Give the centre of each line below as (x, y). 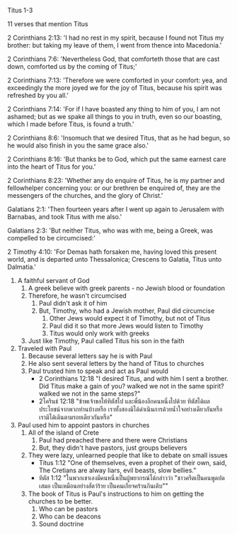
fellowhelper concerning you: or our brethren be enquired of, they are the (114, 188)
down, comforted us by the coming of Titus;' (72, 66)
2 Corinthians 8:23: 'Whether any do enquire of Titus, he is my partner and (116, 180)
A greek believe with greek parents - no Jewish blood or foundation (126, 288)
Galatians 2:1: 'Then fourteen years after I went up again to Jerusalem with (116, 209)
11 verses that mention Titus (48, 24)
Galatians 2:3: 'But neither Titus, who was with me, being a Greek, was (110, 230)
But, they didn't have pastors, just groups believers (113, 447)
